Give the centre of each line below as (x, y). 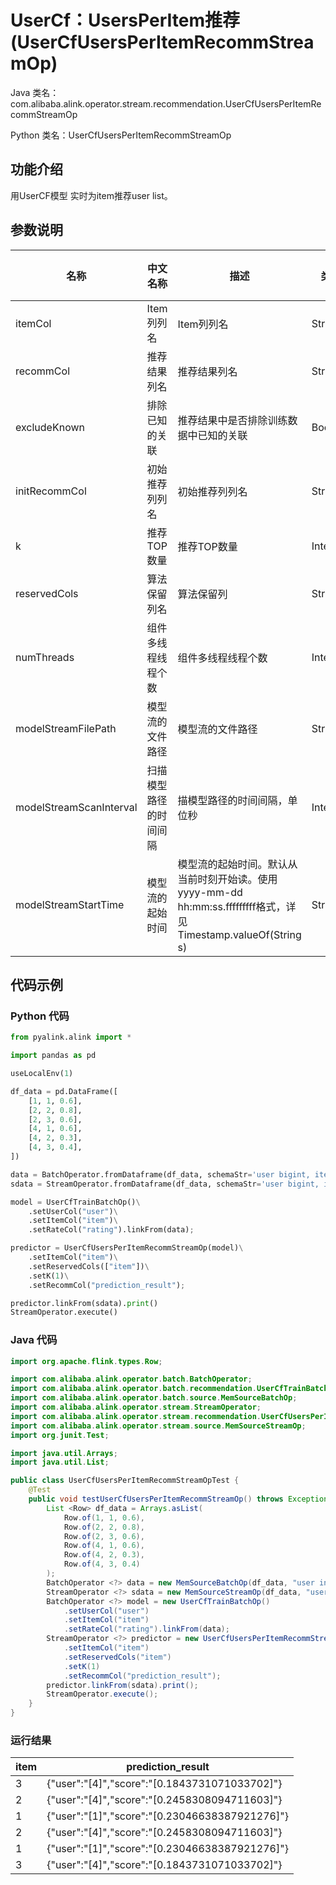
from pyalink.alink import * (71, 1037)
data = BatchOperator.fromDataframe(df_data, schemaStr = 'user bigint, (160, 1174)
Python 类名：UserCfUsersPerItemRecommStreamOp (121, 135)
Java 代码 (34, 1340)
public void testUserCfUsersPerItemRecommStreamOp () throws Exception (178, 1499)
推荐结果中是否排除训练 (232, 420)
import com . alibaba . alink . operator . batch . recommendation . (133, 1389)
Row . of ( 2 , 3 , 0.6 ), (104, 1536)
